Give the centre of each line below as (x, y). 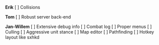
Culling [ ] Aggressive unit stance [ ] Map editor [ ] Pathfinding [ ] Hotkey (80, 32)
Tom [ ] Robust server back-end (38, 17)
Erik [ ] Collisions (23, 7)
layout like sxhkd (22, 37)
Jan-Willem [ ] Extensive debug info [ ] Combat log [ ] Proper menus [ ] (79, 26)
